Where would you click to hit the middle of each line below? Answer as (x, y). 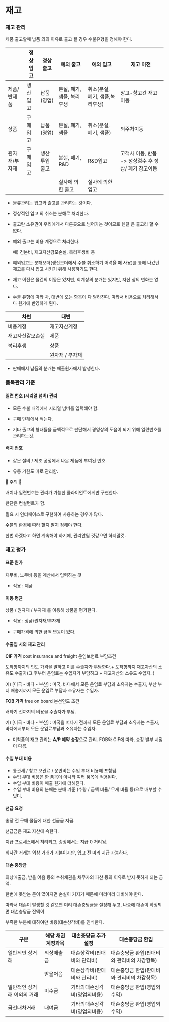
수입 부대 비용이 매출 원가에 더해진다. (49, 783)
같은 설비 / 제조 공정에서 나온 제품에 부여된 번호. (59, 460)
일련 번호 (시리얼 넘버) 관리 (31, 396)
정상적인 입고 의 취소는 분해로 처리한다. (51, 214)
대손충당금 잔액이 (27, 911)
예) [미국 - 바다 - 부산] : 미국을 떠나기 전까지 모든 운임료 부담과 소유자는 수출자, (82, 722)
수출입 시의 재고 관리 (25, 644)
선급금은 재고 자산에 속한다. (32, 831)
